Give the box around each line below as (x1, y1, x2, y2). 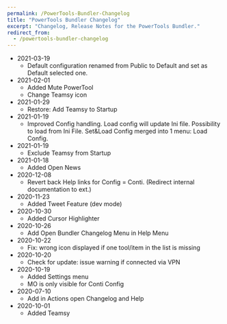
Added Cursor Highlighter (27, 214, 101, 223)
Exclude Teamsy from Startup (27, 149, 111, 158)
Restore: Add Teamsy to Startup (27, 105, 118, 114)
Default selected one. (27, 69, 88, 77)
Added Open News (27, 164, 81, 172)
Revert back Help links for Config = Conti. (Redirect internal (27, 178, 195, 186)
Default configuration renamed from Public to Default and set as (27, 62, 208, 70)
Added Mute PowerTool (27, 84, 94, 92)
